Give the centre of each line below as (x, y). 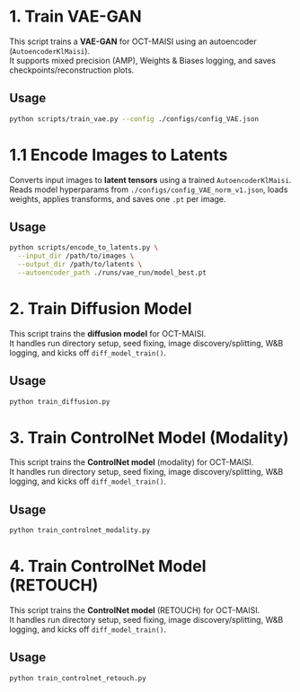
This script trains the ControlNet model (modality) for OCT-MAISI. (132, 462)
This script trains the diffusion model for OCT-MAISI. (108, 333)
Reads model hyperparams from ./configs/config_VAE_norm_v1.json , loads (149, 189)
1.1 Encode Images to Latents (119, 155)
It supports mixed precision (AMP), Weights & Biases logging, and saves (143, 60)
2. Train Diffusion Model (101, 309)
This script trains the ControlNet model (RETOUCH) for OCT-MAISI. (135, 610)
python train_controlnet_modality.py (80, 530)
